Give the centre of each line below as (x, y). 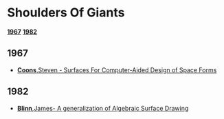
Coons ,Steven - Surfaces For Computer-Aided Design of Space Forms (117, 69)
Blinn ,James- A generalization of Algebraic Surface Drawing (103, 108)
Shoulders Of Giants (66, 13)
